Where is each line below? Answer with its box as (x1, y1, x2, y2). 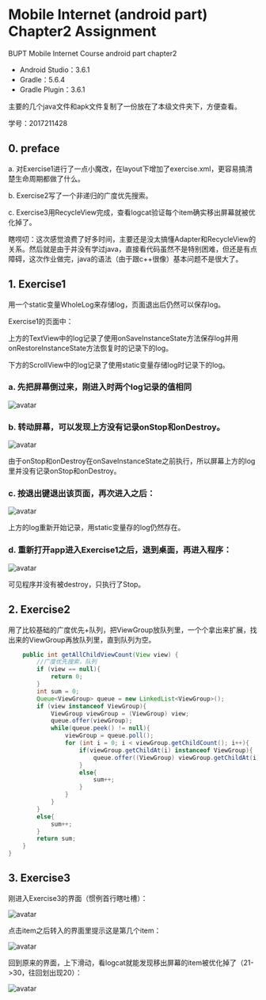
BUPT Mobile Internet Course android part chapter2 (8, 48, 177, 58)
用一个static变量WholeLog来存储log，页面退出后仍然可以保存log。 (8, 300, 226, 309)
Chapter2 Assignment (8, 22, 157, 40)
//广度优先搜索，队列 (36, 658, 97, 666)
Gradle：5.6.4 (19, 74, 66, 84)
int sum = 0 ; (36, 687, 80, 695)
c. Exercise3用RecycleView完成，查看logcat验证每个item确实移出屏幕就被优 (8, 208, 256, 217)
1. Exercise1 (8, 277, 66, 291)
